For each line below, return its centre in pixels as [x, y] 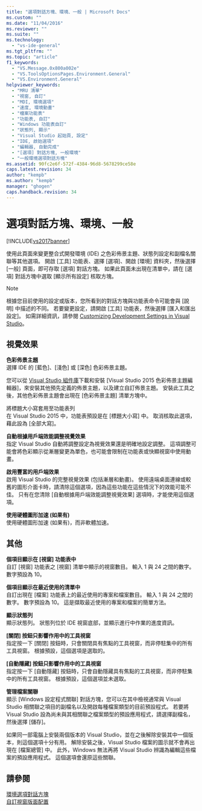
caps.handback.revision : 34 [42, 192]
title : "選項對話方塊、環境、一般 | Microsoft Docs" [68, 12]
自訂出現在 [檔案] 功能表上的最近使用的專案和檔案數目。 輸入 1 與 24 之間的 [99, 595]
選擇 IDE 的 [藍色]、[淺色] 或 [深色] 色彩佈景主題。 [68, 367]
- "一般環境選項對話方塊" [39, 158]
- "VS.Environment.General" [47, 79]
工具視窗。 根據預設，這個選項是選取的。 [57, 651]
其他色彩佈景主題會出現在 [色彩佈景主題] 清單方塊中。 [84, 396]
